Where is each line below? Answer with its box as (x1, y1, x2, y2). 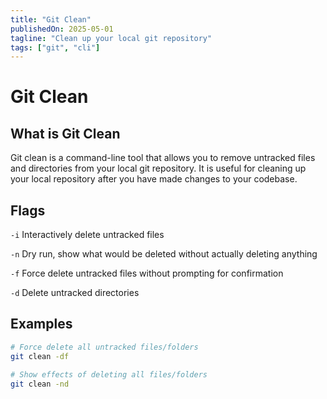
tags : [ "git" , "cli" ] (10, 42, 101, 53)
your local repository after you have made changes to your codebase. (10, 173, 298, 185)
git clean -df (10, 351, 70, 361)
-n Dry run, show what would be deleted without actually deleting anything (10, 248, 318, 260)
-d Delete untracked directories (10, 287, 140, 299)
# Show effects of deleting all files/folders (10, 369, 208, 380)
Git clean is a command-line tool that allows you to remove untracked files (10, 152, 316, 164)
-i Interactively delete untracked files (10, 229, 165, 241)
